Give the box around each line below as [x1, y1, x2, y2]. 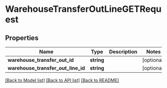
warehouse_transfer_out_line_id [7, 65, 85, 71]
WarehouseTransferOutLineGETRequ [5, 3, 162, 15]
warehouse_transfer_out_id [7, 57, 74, 63]
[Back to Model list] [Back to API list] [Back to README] [5, 78, 119, 83]
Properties [5, 34, 39, 42]
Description [109, 48, 138, 55]
